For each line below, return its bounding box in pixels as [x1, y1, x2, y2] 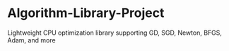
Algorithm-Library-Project [7, 5, 165, 21]
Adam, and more [7, 35, 56, 44]
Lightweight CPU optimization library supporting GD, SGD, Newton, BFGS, [7, 28, 223, 37]
